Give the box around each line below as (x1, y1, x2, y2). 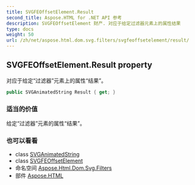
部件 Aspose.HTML (15, 172, 64, 180)
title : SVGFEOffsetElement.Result (6, 9, 94, 15)
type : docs (6, 26, 34, 32)
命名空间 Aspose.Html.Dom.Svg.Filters (15, 164, 112, 172)
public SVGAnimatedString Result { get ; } (6, 89, 116, 95)
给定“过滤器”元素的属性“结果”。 (6, 120, 85, 127)
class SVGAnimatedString (15, 151, 80, 158)
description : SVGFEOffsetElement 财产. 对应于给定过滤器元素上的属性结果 (6, 20, 181, 26)
